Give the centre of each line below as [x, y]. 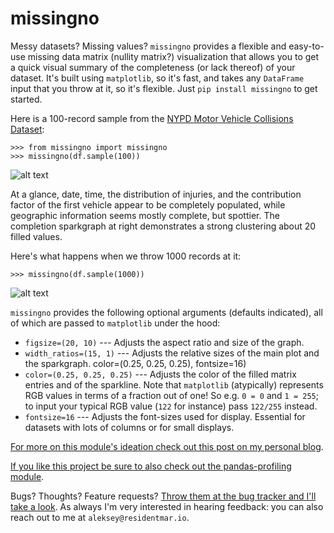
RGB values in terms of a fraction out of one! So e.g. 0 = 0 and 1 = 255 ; [171, 395]
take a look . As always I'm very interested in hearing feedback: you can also [167, 506]
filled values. [36, 236]
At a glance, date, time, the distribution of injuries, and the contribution [156, 194]
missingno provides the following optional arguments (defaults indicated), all [166, 312]
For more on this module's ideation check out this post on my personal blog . [167, 446]
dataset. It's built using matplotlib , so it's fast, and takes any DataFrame [157, 78]
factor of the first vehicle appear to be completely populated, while [148, 204]
